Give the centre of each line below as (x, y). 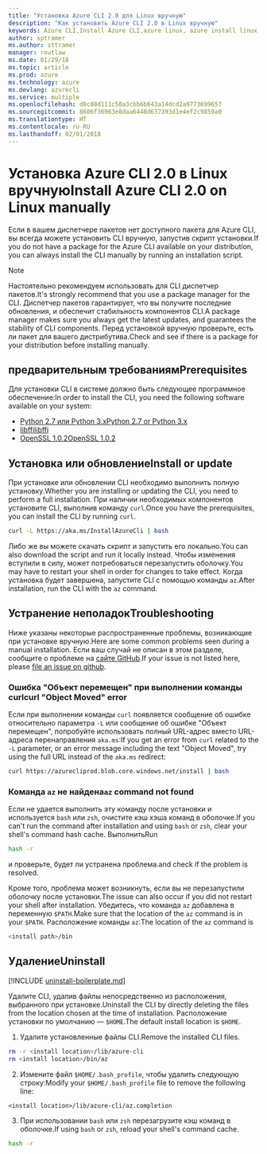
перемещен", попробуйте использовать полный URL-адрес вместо (122, 732)
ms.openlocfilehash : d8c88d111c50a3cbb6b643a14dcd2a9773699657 (115, 104)
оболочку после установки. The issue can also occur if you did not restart (130, 897)
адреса (21, 740)
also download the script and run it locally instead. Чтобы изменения (122, 555)
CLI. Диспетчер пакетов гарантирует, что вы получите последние (120, 303)
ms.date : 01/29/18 (39, 61)
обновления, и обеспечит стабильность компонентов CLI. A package (124, 311)
